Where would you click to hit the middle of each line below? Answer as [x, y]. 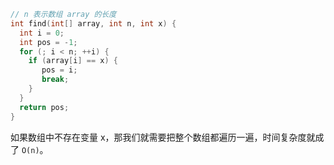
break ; [55, 80]
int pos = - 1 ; [48, 42]
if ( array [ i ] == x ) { [73, 61]
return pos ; [44, 107]
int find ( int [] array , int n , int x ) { [93, 23]
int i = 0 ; [42, 33]
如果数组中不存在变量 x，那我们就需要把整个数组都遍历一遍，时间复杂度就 [163, 137]
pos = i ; [59, 70]
